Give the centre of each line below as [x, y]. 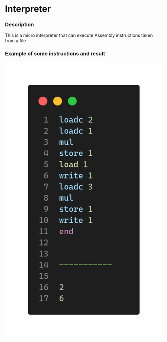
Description [20, 25]
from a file [16, 41]
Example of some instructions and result [55, 54]
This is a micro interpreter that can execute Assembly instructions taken [79, 35]
